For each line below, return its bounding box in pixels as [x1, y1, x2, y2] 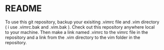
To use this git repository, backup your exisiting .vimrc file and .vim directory [5, 19, 160, 25]
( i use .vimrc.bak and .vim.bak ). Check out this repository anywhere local [5, 24, 155, 30]
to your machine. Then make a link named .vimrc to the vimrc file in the [5, 29, 148, 35]
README [5, 3, 42, 14]
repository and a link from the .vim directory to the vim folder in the [5, 34, 141, 40]
